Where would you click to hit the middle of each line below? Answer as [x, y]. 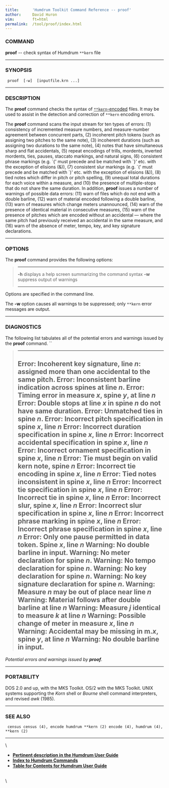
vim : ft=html [27, 19]
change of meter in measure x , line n [76, 624]
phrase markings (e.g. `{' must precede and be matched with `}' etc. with [81, 162]
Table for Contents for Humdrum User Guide [60, 766]
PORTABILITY [22, 677]
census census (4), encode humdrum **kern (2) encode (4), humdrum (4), [85, 727]
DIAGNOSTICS [23, 327]
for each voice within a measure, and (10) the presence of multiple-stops [80, 183]
